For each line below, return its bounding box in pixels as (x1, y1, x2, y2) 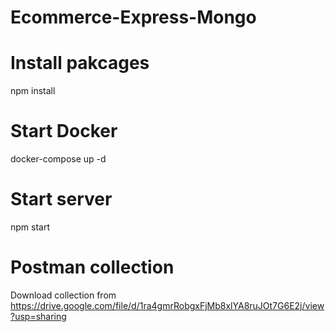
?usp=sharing (10, 310, 67, 322)
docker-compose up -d (10, 153, 107, 165)
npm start (10, 221, 51, 233)
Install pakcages (10, 52, 150, 75)
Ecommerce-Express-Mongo (10, 6, 257, 29)
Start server (10, 188, 113, 211)
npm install (10, 85, 56, 97)
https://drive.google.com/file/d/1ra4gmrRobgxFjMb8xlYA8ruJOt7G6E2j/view (10, 299, 325, 311)
